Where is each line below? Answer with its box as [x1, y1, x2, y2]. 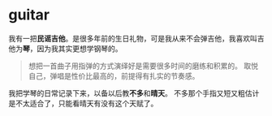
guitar [8, 6, 50, 24]
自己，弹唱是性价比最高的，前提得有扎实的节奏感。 [28, 71, 200, 80]
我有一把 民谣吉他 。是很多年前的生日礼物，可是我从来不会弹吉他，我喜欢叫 [8, 33, 257, 43]
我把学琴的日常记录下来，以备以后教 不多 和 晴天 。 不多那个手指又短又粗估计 [8, 88, 260, 98]
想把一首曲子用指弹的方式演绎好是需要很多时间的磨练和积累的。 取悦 [28, 61, 258, 71]
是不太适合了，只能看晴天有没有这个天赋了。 [8, 98, 158, 108]
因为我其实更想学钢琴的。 [36, 43, 123, 54]
